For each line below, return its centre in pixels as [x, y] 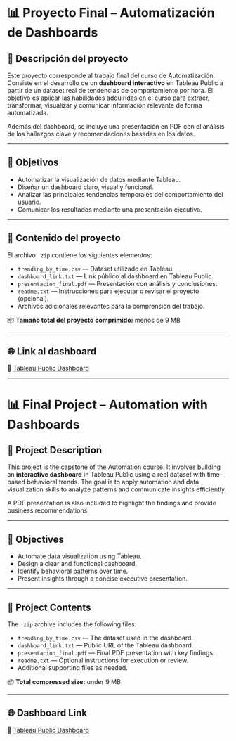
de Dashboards [53, 33]
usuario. [29, 202]
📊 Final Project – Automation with [108, 405]
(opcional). [33, 298]
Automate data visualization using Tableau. [80, 556]
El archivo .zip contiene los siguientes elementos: [80, 255]
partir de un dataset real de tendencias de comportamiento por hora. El [110, 90]
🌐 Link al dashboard [52, 352]
